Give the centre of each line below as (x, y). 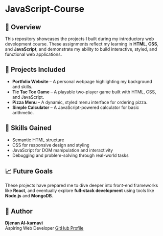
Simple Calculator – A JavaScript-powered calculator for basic (76, 107)
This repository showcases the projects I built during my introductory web (80, 39)
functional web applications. (34, 54)
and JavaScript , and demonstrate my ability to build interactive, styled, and (81, 49)
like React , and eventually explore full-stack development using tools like (80, 191)
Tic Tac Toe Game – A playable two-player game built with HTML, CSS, (84, 92)
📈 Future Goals (29, 171)
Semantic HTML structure (38, 140)
